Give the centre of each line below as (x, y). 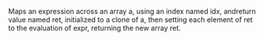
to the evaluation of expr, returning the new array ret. (94, 28)
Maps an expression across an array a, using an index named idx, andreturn (132, 11)
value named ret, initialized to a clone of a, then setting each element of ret (130, 20)
